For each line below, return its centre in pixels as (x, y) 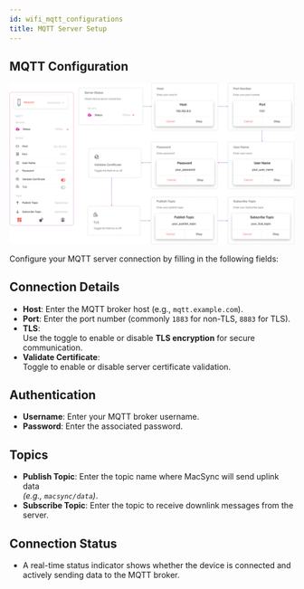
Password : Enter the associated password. (103, 426)
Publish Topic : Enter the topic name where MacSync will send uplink (151, 477)
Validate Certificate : (61, 356)
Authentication (53, 395)
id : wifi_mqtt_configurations (66, 19)
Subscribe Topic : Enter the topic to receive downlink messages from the (158, 506)
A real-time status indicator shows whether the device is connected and (157, 565)
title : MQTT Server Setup (58, 28)
